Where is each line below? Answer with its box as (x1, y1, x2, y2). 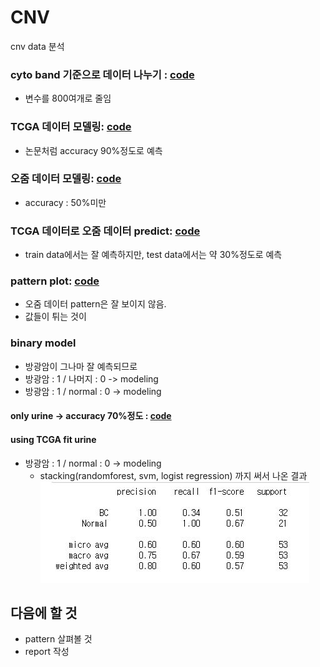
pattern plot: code (10, 274, 100, 288)
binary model (10, 336, 77, 350)
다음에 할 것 (10, 604, 78, 621)
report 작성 (24, 646, 70, 658)
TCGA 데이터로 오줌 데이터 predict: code (10, 224, 201, 238)
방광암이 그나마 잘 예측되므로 (24, 360, 138, 372)
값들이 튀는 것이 (24, 311, 87, 323)
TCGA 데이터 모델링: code (10, 120, 132, 134)
